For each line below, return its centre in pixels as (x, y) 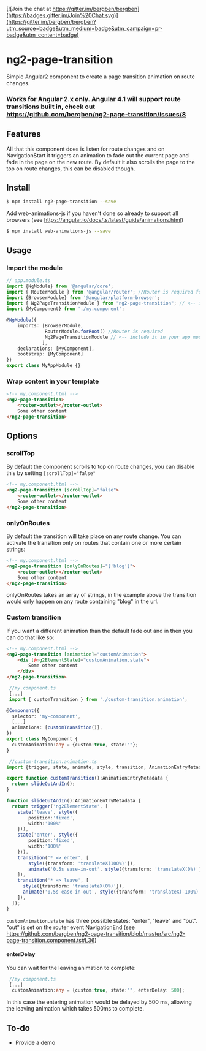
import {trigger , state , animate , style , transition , (77, 767)
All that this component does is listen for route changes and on (86, 149)
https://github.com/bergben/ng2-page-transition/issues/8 (96, 114)
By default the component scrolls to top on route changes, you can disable (101, 467)
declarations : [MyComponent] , (56, 349)
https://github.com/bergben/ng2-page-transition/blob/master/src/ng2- (96, 933)
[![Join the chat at (29, 9)
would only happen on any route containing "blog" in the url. (82, 601)
